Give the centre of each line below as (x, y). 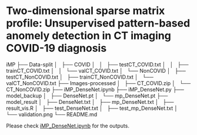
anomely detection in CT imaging (89, 36)
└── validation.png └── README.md (52, 114)
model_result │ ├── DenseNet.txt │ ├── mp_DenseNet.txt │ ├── (90, 102)
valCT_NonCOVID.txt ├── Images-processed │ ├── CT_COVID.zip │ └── (98, 83)
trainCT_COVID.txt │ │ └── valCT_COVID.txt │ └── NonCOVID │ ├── (96, 70)
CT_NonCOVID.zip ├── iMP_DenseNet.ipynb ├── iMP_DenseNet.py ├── (95, 89)
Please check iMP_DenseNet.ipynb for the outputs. (68, 126)
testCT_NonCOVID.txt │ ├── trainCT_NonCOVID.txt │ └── (80, 77)
